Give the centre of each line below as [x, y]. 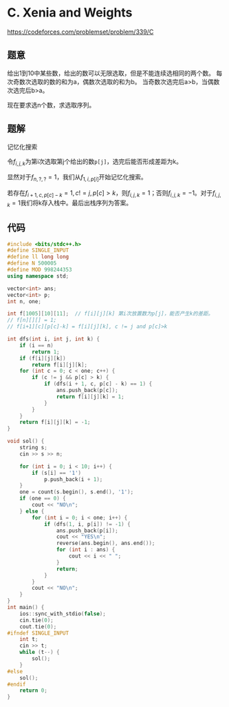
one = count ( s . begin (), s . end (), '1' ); [77, 492]
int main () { [26, 608]
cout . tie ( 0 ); [38, 626]
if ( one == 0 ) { [43, 499]
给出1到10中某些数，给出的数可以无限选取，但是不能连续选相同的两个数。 [111, 73]
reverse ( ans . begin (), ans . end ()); [106, 543]
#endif [17, 684]
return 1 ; [46, 352]
